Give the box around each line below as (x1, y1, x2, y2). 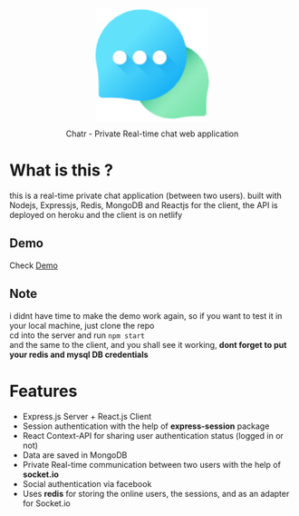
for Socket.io (22, 498, 71, 509)
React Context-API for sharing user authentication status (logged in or (22, 430, 284, 441)
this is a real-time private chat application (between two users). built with (9, 190, 283, 201)
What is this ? (9, 160, 113, 181)
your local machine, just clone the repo (9, 320, 155, 331)
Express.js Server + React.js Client (22, 411, 152, 422)
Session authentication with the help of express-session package (22, 421, 270, 432)
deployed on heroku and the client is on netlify (9, 209, 183, 220)
